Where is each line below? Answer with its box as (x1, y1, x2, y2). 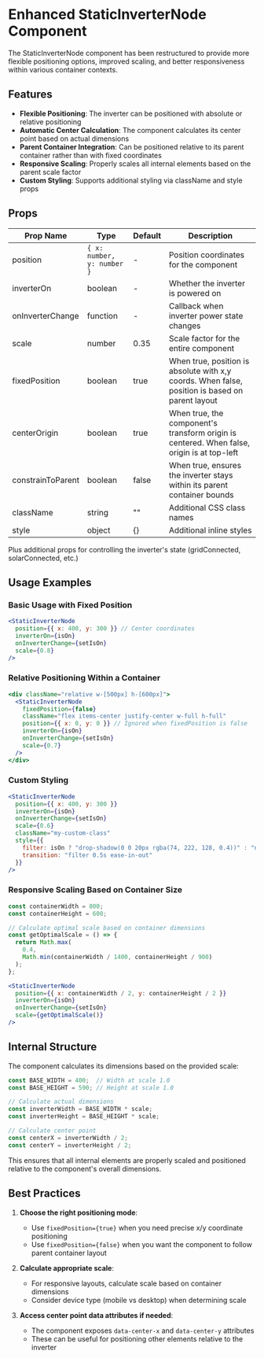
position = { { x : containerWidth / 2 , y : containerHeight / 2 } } (15, 989, 227, 997)
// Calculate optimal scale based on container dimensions (8, 924, 206, 932)
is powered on (168, 287, 222, 298)
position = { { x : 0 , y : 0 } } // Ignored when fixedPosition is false (22, 720, 248, 728)
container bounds (168, 489, 234, 500)
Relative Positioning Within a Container (8, 673, 161, 684)
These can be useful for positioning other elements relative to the (31, 1334, 244, 1343)
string (86, 507, 108, 518)
